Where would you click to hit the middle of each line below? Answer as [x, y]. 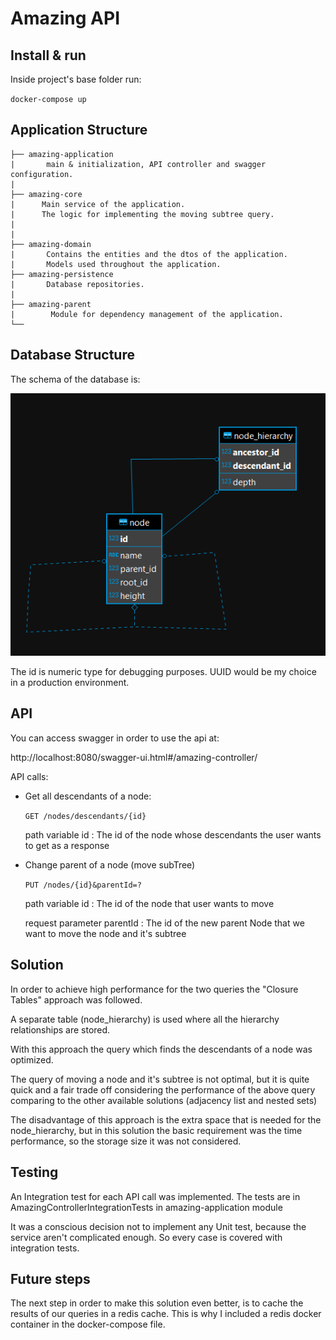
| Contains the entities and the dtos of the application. [149, 254]
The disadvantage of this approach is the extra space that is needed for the [166, 1119]
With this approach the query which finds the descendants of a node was [161, 1049]
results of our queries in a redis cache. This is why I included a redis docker [166, 1314]
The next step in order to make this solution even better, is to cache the [157, 1303]
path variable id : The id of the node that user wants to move [149, 903]
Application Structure [79, 130]
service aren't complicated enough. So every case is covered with [146, 1237]
